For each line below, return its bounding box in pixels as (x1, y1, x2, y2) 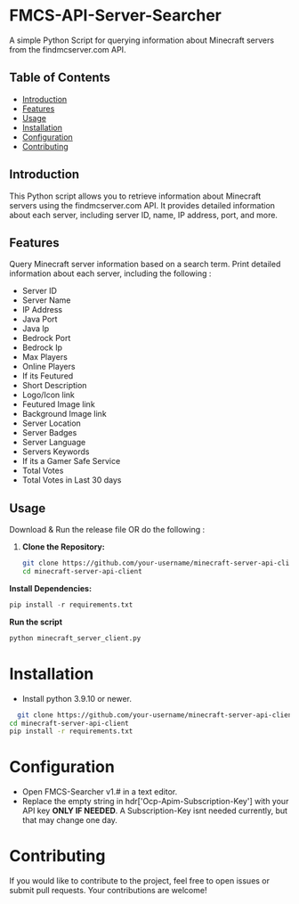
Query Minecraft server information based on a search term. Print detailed (9, 259, 281, 270)
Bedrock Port (21, 333, 71, 344)
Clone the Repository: (21, 542, 105, 552)
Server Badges (21, 428, 77, 438)
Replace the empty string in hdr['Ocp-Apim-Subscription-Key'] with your (21, 796, 289, 807)
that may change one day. (21, 815, 118, 826)
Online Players (21, 362, 76, 372)
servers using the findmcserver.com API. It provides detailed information (9, 200, 276, 210)
